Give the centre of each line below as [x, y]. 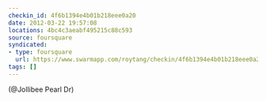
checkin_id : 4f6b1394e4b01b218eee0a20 [72, 15]
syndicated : [28, 45]
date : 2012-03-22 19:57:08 [53, 23]
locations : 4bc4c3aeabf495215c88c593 [70, 30]
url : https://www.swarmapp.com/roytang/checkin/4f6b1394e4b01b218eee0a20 [139, 60]
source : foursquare [40, 37]
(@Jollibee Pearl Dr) [41, 89]
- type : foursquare [40, 52]
